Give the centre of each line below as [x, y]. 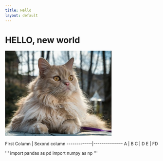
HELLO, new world [43, 40]
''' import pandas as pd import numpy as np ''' [52, 153]
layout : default [21, 15]
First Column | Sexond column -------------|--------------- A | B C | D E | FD [81, 144]
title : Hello [18, 10]
